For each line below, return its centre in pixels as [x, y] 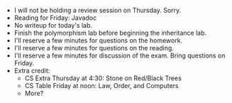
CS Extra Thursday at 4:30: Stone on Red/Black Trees [103, 78]
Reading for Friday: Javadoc [55, 18]
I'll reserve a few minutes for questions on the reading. [94, 48]
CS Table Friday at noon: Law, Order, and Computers [101, 86]
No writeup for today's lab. [53, 25]
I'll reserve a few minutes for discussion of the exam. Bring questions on [120, 55]
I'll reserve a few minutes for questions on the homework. [98, 40]
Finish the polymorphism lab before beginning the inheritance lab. [110, 33]
